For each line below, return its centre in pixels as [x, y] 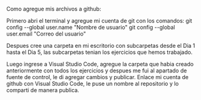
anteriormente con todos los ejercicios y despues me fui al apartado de [97, 71]
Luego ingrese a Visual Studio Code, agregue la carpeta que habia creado [100, 64]
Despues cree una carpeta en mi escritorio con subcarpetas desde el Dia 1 [101, 46]
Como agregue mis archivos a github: [54, 9]
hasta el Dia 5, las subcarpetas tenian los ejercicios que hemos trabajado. [100, 52]
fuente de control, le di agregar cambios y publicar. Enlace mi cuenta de [97, 77]
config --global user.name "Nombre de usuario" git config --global [91, 27]
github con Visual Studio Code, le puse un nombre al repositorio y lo [93, 83]
